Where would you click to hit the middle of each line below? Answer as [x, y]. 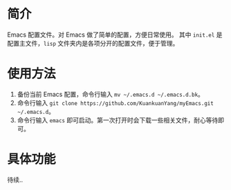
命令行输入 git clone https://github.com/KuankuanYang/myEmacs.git [115, 103]
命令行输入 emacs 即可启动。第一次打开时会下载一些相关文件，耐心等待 [118, 120]
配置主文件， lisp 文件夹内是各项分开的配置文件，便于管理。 [93, 43]
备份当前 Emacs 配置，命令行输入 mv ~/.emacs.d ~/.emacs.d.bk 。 [110, 94]
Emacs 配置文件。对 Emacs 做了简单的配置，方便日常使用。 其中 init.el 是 [115, 35]
